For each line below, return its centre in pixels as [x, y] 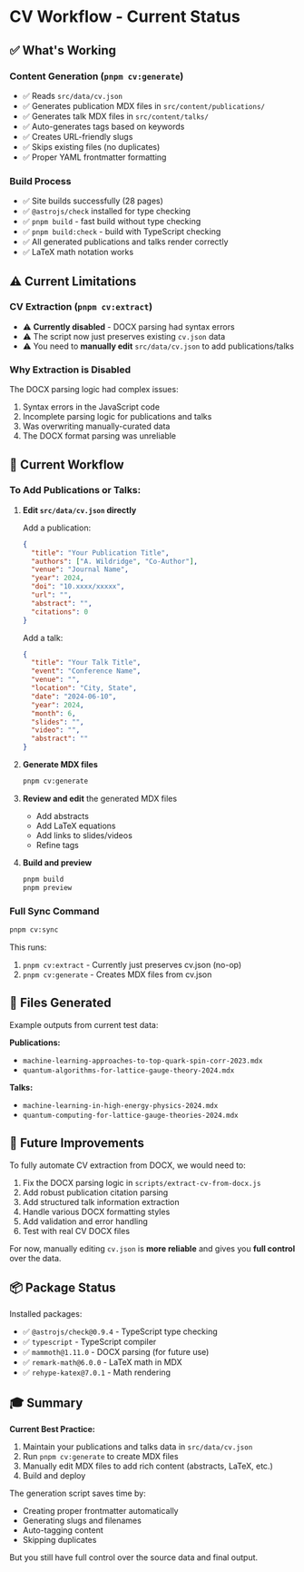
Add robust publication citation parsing [95, 1192]
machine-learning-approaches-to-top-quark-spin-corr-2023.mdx [142, 1061]
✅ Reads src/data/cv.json [72, 95]
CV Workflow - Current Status [125, 17]
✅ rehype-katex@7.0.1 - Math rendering [96, 1372]
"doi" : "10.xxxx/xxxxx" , [78, 587]
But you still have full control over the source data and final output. [134, 1557]
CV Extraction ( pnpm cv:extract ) [81, 307]
